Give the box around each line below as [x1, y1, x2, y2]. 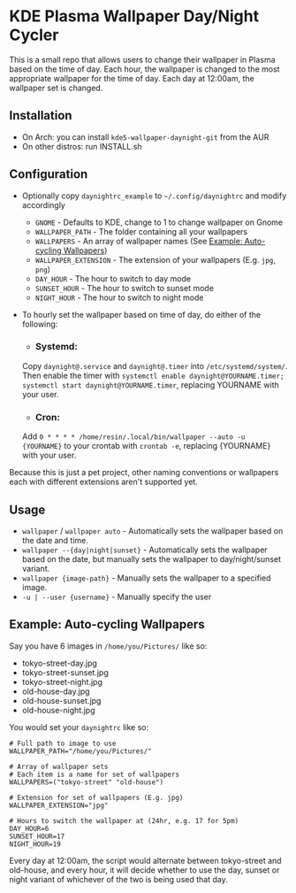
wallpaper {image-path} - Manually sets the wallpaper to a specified [21, 573, 271, 583]
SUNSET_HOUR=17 [9, 832, 65, 841]
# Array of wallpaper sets [9, 762, 109, 771]
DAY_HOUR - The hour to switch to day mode [34, 273, 192, 284]
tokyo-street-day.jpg [21, 658, 97, 668]
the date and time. [21, 535, 88, 545]
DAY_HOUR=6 [9, 824, 49, 833]
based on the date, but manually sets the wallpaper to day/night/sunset [21, 553, 281, 564]
